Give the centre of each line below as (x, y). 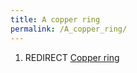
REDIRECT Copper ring (72, 57)
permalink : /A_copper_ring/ (69, 29)
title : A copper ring (55, 19)
